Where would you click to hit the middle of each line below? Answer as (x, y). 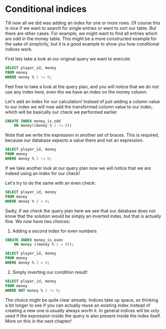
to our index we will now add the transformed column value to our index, (79, 107)
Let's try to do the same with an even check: (51, 183)
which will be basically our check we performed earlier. (61, 112)
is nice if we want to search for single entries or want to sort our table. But (81, 28)
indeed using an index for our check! (43, 173)
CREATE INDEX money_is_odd (33, 121)
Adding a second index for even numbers (55, 231)
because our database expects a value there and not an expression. (74, 140)
